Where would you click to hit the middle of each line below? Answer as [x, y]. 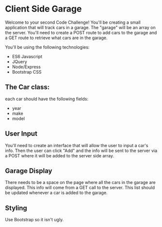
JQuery [20, 61]
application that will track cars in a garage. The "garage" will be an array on [81, 27]
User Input [21, 134]
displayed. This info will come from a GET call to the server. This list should [80, 188]
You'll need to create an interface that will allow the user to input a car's [77, 145]
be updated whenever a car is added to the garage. [56, 193]
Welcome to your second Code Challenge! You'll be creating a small [73, 22]
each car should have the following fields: [47, 99]
